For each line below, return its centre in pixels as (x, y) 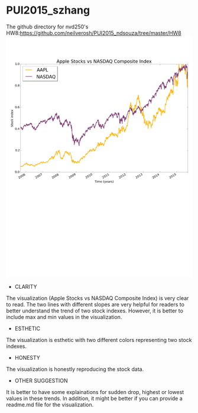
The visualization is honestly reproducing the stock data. (75, 369)
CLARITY (26, 287)
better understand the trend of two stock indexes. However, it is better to (95, 311)
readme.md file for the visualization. (50, 405)
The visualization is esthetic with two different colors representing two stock (99, 340)
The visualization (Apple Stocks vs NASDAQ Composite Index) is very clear (98, 298)
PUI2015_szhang (48, 10)
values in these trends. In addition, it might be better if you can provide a (95, 399)
